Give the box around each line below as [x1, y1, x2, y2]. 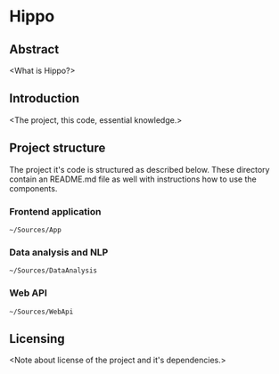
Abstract [9, 42, 60, 57]
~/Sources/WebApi [9, 307, 74, 316]
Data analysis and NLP [9, 246, 109, 258]
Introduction [9, 91, 80, 106]
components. [9, 183, 58, 193]
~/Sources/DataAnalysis [9, 266, 98, 275]
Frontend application [9, 205, 102, 217]
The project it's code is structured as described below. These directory [9, 164, 270, 175]
